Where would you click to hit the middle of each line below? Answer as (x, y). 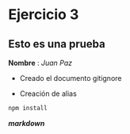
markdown (27, 123)
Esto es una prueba (57, 44)
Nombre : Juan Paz (40, 63)
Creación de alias (48, 94)
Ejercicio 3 (44, 15)
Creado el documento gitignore (71, 78)
